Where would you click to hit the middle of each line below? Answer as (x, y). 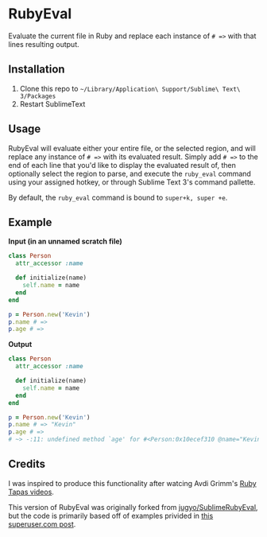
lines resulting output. (44, 44)
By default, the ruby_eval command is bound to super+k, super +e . (118, 197)
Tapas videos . (31, 492)
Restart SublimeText (52, 103)
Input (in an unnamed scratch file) (66, 241)
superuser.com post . (42, 524)
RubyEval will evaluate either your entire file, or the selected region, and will (132, 148)
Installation (37, 70)
